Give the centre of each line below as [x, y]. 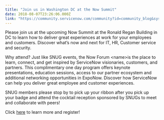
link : [10, 18]
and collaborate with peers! [32, 103]
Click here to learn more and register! [43, 112]
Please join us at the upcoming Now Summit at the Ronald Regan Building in [81, 33]
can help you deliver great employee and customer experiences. [70, 83]
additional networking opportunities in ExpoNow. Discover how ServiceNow [81, 78]
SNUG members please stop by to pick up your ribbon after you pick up [77, 92]
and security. [18, 48]
